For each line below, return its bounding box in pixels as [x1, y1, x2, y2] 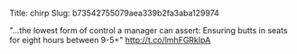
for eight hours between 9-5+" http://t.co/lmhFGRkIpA [9, 35, 211, 45]
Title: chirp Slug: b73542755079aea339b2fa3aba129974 [9, 8, 219, 18]
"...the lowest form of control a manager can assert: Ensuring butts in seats [9, 25, 288, 35]
